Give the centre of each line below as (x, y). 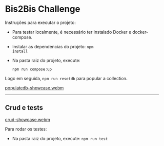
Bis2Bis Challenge (43, 9)
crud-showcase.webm (28, 119)
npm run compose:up (32, 69)
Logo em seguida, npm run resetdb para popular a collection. (66, 78)
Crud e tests (24, 108)
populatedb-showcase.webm (35, 88)
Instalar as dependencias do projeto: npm (53, 46)
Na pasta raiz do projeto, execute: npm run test (60, 138)
